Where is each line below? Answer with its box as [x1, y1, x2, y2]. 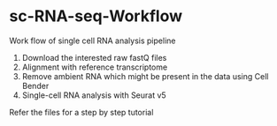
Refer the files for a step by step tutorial [9, 107, 154, 117]
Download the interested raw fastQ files [21, 52, 167, 63]
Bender [21, 80, 50, 91]
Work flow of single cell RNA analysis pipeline [9, 35, 176, 46]
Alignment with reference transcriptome [21, 62, 168, 72]
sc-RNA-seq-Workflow [9, 6, 183, 26]
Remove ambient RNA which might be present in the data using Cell [21, 70, 269, 81]
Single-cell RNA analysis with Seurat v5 [21, 90, 166, 100]
